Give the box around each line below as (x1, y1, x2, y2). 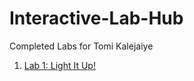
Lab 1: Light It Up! (23, 59, 96, 71)
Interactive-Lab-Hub (9, 7, 184, 30)
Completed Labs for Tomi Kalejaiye (9, 40, 154, 52)
